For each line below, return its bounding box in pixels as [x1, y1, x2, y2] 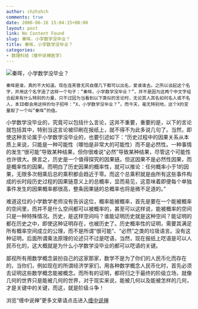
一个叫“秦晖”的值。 [19, 108, 60, 113]
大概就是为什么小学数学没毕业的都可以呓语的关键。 [37, 242, 161, 249]
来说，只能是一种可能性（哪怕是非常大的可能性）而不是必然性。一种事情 [16, 141, 192, 148]
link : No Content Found [6, 31, 65, 37]
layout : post [6, 25, 38, 31]
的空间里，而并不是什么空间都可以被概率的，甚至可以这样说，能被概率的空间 [6, 205, 192, 212]
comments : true [6, 14, 44, 20]
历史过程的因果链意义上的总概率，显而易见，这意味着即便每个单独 [31, 178, 192, 185]
